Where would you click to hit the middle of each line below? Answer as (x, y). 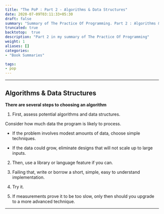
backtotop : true (23, 32)
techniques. (24, 138)
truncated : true (21, 28)
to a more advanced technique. (43, 201)
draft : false (18, 19)
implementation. (28, 177)
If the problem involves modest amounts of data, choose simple (76, 133)
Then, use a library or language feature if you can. (62, 163)
